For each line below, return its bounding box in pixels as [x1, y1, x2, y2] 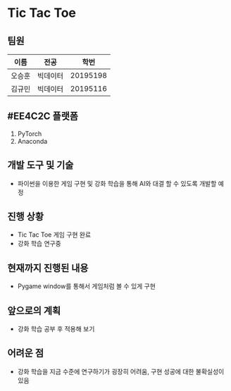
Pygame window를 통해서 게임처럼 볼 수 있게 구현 [17, 282, 156, 290]
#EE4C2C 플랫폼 [7, 111, 79, 123]
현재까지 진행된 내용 [7, 262, 89, 274]
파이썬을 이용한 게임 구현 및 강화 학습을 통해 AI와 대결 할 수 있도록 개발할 [17, 179, 217, 187]
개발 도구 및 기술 [7, 159, 74, 171]
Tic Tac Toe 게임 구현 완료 [17, 230, 92, 239]
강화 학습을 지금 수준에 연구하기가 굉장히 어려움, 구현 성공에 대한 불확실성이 [17, 367, 225, 376]
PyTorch [17, 129, 42, 138]
